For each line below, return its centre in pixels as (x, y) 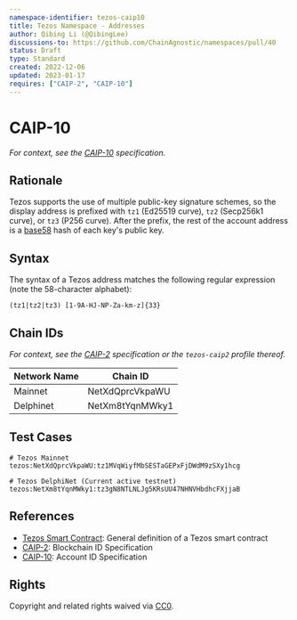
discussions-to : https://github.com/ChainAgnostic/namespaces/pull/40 (143, 42)
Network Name (47, 376)
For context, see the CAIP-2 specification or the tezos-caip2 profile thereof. (148, 354)
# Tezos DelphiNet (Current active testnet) (93, 481)
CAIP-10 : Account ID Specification (84, 557)
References (42, 516)
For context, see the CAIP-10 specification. (88, 152)
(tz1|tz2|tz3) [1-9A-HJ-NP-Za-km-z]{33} (85, 306)
